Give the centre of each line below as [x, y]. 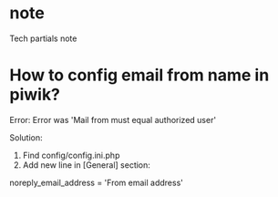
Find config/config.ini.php [71, 155]
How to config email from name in [139, 75]
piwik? [35, 95]
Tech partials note [43, 38]
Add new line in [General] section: [86, 165]
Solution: [26, 137]
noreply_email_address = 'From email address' [97, 182]
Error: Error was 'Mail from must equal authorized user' [113, 119]
